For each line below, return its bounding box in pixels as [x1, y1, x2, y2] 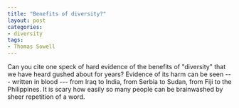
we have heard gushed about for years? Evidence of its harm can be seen [7, 70, 224, 78]
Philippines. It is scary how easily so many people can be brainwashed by [7, 85, 223, 93]
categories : [7, 23, 43, 30]
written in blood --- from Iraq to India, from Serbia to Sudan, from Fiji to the [11, 78, 232, 85]
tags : [7, 37, 23, 44]
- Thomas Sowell [7, 43, 55, 50]
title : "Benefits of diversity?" [7, 10, 107, 18]
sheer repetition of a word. [7, 92, 85, 101]
